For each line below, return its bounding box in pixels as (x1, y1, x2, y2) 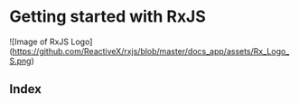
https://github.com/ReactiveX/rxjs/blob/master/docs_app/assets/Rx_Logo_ (12, 45, 290, 56)
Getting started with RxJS (9, 6, 206, 27)
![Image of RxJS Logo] (9, 36, 93, 47)
